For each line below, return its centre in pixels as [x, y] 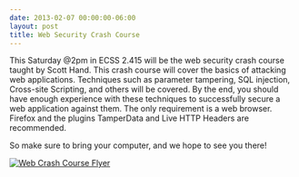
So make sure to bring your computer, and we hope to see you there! [138, 145]
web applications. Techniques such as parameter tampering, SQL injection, [150, 80]
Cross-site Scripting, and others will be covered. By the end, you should [144, 89]
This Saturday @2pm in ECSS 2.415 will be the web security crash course [147, 61]
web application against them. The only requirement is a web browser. [141, 109]
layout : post [34, 26]
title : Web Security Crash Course [75, 34]
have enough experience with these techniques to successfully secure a [145, 99]
